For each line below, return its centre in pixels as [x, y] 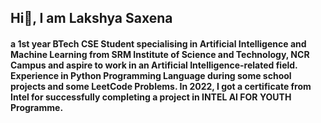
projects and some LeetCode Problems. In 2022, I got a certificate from [161, 86]
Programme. [37, 107]
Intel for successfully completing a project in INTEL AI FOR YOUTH [151, 97]
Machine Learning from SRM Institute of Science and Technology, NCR [160, 54]
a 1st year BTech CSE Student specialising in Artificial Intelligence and [158, 43]
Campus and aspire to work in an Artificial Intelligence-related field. [154, 65]
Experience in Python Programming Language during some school [151, 75]
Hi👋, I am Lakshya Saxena [91, 18]
